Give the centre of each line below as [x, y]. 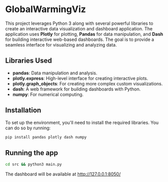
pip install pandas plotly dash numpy [46, 137]
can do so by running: [28, 128]
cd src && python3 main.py [34, 165]
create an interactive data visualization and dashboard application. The [79, 28]
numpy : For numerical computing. [48, 94]
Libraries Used [29, 61]
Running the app [32, 153]
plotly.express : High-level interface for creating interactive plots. [80, 78]
